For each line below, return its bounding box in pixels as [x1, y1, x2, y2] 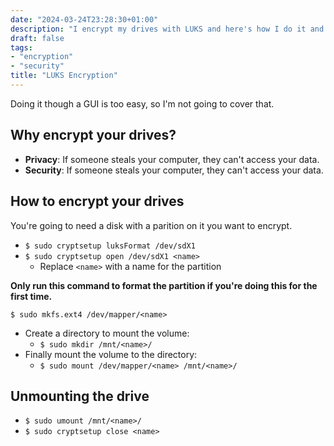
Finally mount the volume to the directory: [24, 348, 198, 360]
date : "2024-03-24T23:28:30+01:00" [10, 14, 159, 25]
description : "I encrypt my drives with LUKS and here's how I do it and [10, 24, 325, 34]
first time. [10, 290, 53, 302]
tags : [10, 42, 33, 53]
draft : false [10, 33, 65, 43]
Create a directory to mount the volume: [24, 327, 190, 339]
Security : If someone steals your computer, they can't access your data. [24, 164, 324, 176]
